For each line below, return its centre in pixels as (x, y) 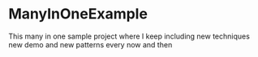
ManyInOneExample (78, 14)
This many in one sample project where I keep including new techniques (129, 36)
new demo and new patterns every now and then (90, 44)
